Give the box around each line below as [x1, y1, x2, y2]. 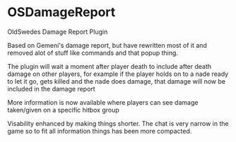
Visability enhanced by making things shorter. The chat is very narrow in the [7, 119, 229, 127]
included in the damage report [7, 84, 95, 93]
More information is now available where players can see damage [7, 98, 199, 106]
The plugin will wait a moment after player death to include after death [7, 62, 212, 70]
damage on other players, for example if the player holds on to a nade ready [7, 70, 229, 78]
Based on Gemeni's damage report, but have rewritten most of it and [7, 41, 207, 49]
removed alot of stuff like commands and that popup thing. [7, 49, 179, 57]
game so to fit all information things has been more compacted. [7, 127, 192, 135]
